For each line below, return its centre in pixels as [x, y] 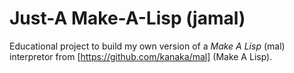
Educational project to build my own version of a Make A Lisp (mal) [147, 46]
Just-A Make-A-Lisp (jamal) [127, 18]
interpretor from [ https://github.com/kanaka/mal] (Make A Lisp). [141, 56]
